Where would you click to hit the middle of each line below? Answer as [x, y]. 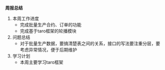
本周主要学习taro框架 [41, 62]
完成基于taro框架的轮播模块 [48, 31]
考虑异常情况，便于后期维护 [48, 50]
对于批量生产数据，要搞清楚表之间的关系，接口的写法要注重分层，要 [90, 43]
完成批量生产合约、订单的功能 [50, 25]
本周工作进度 [25, 18]
